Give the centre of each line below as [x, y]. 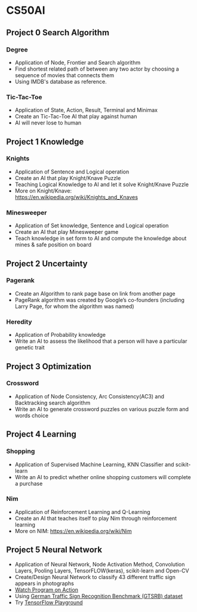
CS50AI [26, 10]
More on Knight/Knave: [43, 191]
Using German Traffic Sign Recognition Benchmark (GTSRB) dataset [99, 596]
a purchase [29, 483]
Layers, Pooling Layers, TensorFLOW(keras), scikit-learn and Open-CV [102, 570]
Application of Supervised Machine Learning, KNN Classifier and [94, 464]
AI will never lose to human [48, 123]
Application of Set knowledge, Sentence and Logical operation [92, 226]
